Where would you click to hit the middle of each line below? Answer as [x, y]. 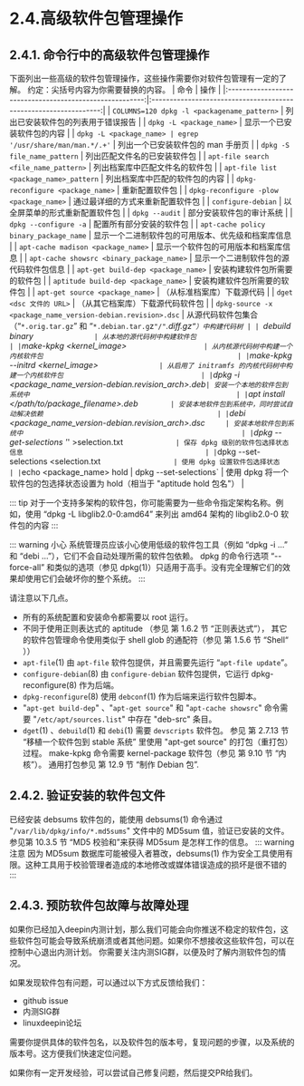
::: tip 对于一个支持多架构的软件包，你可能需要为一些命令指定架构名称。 [142, 503]
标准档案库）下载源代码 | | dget [236, 292]
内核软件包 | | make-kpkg [151, 355]
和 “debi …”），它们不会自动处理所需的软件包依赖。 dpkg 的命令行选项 [139, 556]
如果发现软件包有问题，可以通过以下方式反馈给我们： [109, 982]
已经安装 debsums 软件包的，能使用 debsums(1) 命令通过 [116, 819]
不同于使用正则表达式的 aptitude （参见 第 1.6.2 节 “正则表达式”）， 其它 [155, 628]
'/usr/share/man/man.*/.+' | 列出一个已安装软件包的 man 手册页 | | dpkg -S [150, 145]
